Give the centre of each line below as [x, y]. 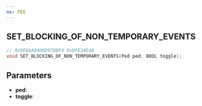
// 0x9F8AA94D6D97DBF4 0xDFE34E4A [50, 51]
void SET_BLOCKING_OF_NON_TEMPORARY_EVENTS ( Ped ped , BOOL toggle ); [94, 56]
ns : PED [16, 12]
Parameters [29, 75]
